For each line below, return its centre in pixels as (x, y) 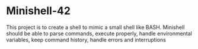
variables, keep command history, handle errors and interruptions (86, 40)
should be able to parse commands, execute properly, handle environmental (99, 33)
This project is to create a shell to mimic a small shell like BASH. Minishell (95, 27)
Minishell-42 (39, 11)
